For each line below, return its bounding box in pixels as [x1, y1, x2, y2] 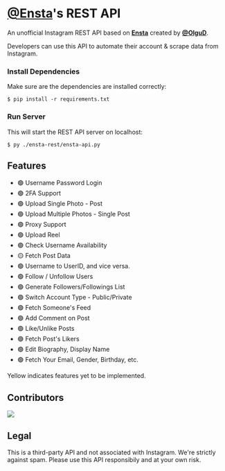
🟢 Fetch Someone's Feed [17, 304, 91, 312]
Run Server [7, 112, 46, 121]
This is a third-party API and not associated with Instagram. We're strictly [7, 448, 216, 456]
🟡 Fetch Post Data [17, 252, 71, 260]
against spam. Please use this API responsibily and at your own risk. [7, 455, 201, 463]
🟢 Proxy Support [17, 221, 67, 229]
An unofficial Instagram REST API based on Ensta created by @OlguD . [7, 28, 209, 37]
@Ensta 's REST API [7, 6, 121, 22]
